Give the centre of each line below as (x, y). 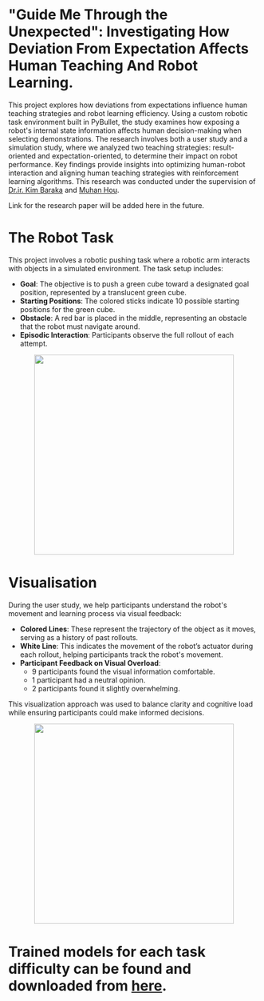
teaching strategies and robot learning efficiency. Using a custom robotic (128, 113)
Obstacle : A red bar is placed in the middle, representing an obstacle (133, 318)
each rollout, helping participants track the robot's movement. (121, 655)
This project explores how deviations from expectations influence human (128, 105)
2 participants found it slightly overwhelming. (106, 688)
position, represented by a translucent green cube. (103, 292)
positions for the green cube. (67, 309)
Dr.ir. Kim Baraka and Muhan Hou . (64, 190)
